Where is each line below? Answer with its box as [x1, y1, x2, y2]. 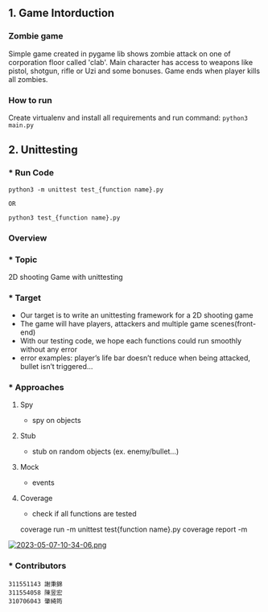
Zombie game [8, 31, 64, 42]
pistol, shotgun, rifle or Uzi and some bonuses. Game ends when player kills [8, 66, 260, 76]
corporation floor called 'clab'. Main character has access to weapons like [8, 57, 254, 67]
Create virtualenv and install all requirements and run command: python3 [8, 113, 248, 122]
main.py [8, 121, 35, 129]
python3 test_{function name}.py [8, 213, 121, 222]
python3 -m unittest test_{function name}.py [8, 185, 163, 194]
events [31, 478, 55, 487]
